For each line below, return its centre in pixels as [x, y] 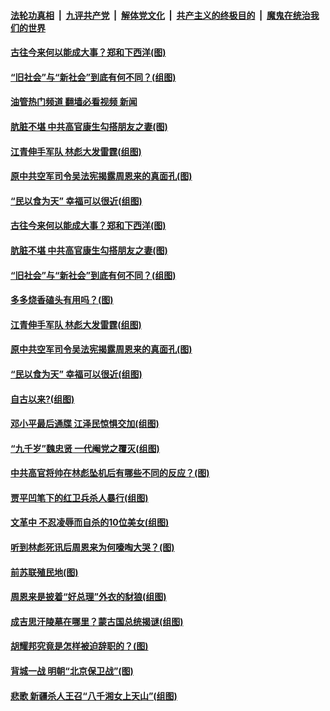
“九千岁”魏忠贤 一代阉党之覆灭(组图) [85, 448]
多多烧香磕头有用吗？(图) [62, 300]
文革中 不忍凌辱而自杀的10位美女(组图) [90, 522]
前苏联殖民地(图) [44, 572]
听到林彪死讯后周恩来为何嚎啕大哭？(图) [92, 547]
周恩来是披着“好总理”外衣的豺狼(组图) [88, 597]
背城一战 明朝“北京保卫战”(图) [72, 671]
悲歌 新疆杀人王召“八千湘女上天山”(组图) [94, 696]
